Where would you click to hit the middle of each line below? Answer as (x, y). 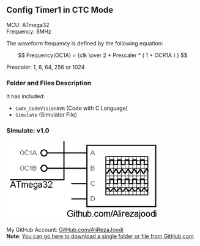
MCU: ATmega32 (28, 25)
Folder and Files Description (49, 83)
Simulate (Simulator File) (46, 115)
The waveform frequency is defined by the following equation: (85, 43)
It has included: (26, 96)
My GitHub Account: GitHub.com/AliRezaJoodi (65, 230)
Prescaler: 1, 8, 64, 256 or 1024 (46, 67)
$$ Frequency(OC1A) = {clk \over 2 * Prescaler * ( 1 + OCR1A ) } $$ (103, 55)
